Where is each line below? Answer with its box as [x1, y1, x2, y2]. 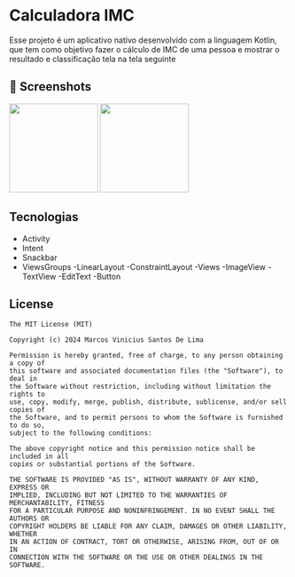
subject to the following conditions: [9, 429, 152, 438]
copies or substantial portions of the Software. [9, 460, 197, 469]
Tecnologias [9, 209, 79, 225]
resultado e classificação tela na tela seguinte [9, 53, 176, 64]
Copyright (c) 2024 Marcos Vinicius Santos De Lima [9, 336, 204, 344]
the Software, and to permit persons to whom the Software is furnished [9, 414, 283, 423]
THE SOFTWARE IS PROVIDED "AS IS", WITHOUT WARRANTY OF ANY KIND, [9, 476, 260, 485]
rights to [9, 390, 46, 399]
